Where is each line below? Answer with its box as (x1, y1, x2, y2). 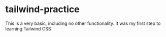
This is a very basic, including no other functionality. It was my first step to (5, 20, 161, 26)
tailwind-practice (5, 4, 80, 15)
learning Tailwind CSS (5, 25, 51, 31)
